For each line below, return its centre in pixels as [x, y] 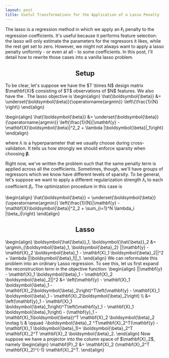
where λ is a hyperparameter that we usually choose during [68, 143]
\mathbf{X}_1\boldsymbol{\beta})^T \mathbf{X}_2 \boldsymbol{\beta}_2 [80, 317]
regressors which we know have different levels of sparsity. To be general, [83, 174]
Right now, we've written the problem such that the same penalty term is [81, 164]
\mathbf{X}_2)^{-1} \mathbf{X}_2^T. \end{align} [55, 350]
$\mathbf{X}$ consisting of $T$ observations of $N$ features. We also [80, 91]
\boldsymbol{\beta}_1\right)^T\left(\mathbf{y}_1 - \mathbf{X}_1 [70, 306]
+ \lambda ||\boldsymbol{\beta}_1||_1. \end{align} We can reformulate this [81, 258]
